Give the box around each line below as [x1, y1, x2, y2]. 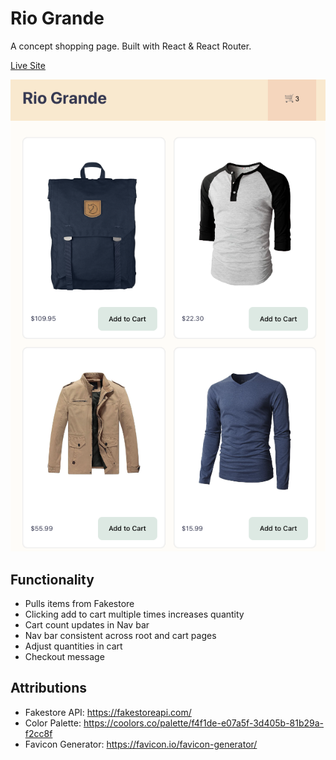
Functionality [10, 571, 95, 588]
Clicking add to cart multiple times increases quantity [24, 608, 245, 620]
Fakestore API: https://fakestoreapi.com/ [24, 706, 192, 718]
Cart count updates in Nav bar [24, 618, 150, 631]
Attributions [10, 680, 88, 697]
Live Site [10, 59, 46, 71]
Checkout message [24, 650, 105, 662]
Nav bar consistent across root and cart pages [24, 629, 217, 641]
